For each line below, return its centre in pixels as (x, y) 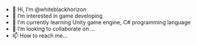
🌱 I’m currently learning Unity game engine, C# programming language (101, 22)
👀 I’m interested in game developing (57, 16)
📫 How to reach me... (40, 36)
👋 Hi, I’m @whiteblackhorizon (49, 9)
